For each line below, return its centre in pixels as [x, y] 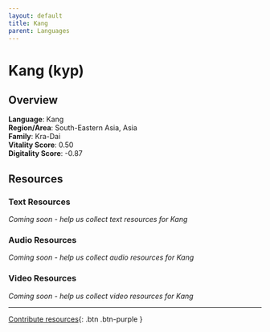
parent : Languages [39, 31]
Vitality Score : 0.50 [41, 145]
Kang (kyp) [46, 70]
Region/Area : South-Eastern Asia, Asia [73, 128]
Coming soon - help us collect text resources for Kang [98, 219]
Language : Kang [36, 119]
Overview [33, 100]
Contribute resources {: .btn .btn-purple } [76, 319]
